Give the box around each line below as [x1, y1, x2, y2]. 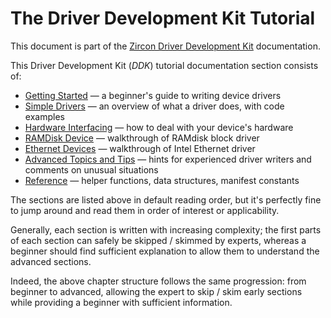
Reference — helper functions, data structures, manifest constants [24, 174, 300, 186]
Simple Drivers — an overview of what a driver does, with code [24, 100, 285, 112]
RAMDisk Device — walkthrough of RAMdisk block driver [24, 132, 260, 144]
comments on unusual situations [24, 163, 159, 176]
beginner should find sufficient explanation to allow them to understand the [10, 245, 320, 257]
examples [24, 110, 65, 122]
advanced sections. [10, 255, 92, 267]
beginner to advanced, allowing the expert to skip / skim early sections [10, 285, 303, 297]
